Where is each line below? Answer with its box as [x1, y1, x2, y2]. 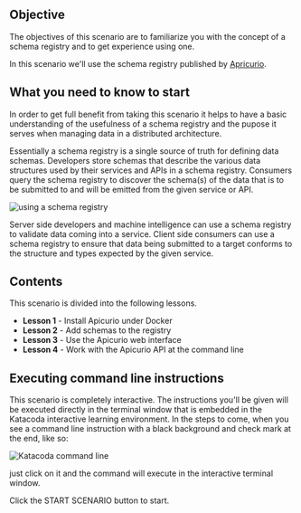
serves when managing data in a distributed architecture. [9, 128, 222, 138]
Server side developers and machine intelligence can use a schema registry [9, 219, 292, 230]
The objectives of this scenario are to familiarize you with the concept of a [9, 31, 287, 42]
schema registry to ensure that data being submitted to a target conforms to [9, 238, 293, 249]
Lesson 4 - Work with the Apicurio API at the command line [22, 344, 244, 356]
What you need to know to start [9, 85, 190, 100]
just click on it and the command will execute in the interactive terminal [9, 468, 274, 479]
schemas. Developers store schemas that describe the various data [9, 155, 261, 166]
